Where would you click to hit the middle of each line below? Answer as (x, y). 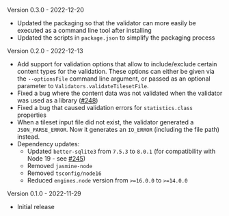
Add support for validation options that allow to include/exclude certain (117, 64)
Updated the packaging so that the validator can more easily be (106, 23)
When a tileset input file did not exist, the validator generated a (105, 122)
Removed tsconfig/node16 (64, 173)
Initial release (36, 207)
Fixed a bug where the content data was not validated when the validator (120, 93)
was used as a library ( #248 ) (57, 100)
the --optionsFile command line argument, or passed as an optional (113, 79)
